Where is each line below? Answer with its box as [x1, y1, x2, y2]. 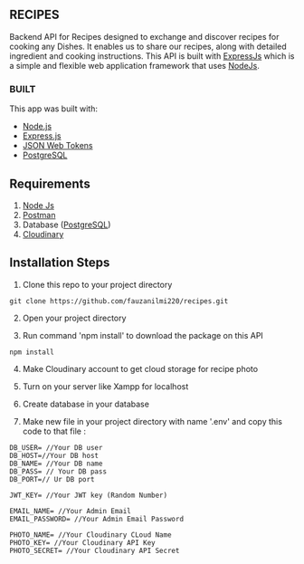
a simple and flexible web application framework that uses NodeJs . [9, 60, 260, 71]
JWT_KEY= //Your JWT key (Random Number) [9, 491, 168, 500]
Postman [22, 209, 56, 220]
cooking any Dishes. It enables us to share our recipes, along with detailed [9, 41, 287, 52]
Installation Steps [9, 255, 110, 271]
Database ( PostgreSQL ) [22, 219, 111, 230]
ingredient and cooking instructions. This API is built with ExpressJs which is [9, 50, 295, 62]
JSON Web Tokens [22, 140, 93, 151]
